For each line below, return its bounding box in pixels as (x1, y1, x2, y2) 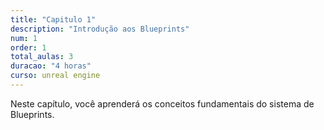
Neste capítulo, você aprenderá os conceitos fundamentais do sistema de (10, 97, 315, 110)
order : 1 (10, 42, 47, 53)
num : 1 (10, 33, 38, 43)
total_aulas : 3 (10, 52, 74, 62)
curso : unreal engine (10, 71, 101, 81)
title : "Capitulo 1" (10, 14, 97, 25)
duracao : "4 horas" (10, 61, 92, 71)
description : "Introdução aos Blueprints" (10, 24, 190, 34)
